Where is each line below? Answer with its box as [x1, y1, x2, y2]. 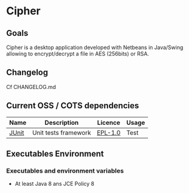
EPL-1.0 [96, 128, 121, 137]
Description [44, 118, 79, 127]
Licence [97, 118, 121, 127]
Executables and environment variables [6, 166, 124, 174]
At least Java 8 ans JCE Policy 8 [14, 180, 94, 188]
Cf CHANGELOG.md [6, 83, 56, 90]
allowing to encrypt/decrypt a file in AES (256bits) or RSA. [6, 50, 150, 57]
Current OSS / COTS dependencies [6, 100, 139, 111]
